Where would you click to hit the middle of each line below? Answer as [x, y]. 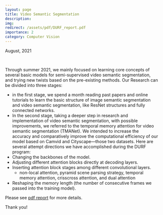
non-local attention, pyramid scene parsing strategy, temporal [81, 172]
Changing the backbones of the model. [51, 157]
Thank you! [16, 207]
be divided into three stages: [34, 85]
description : [18, 19]
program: [21, 151]
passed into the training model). [44, 188]
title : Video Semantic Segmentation [42, 14]
